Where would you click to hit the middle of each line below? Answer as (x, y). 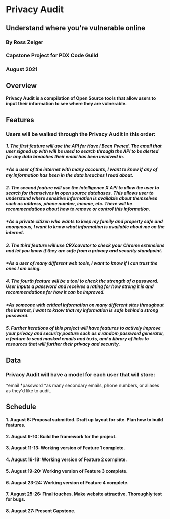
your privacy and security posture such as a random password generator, (85, 333)
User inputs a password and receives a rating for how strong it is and (80, 286)
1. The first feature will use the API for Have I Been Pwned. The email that (84, 146)
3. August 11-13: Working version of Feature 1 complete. (65, 448)
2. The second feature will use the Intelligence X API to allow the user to (82, 187)
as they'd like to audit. (29, 391)
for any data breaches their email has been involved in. (65, 157)
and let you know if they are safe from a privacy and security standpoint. (84, 250)
